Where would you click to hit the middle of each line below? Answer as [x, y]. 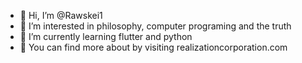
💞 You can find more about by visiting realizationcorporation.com [153, 47]
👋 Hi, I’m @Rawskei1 [61, 15]
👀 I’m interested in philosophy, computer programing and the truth [155, 26]
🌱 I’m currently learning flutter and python [106, 36]
